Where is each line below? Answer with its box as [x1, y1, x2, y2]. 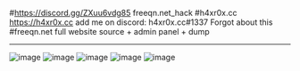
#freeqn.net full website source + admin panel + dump [9, 27, 210, 36]
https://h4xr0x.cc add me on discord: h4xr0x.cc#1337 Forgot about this [9, 17, 273, 28]
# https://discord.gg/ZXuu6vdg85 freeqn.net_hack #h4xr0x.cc [9, 8, 237, 18]
